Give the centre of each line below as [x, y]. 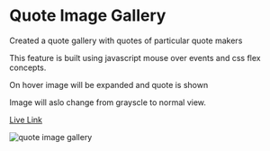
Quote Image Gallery [88, 16]
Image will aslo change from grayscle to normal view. [108, 102]
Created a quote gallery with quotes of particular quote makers [126, 40]
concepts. [28, 67]
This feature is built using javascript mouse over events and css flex [135, 58]
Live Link [26, 120]
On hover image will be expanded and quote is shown [109, 84]
